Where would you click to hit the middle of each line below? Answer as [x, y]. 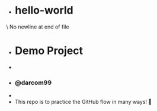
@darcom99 [33, 83]
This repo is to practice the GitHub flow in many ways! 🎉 [83, 102]
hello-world [44, 10]
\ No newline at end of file [38, 27]
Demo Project [49, 51]
